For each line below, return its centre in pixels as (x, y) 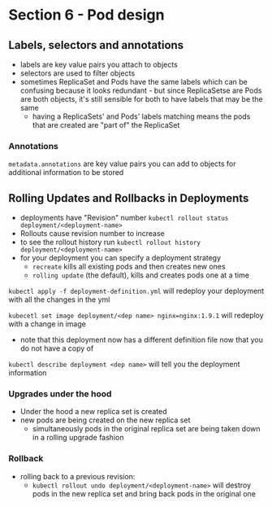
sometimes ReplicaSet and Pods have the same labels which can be (134, 82)
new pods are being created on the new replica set (105, 420)
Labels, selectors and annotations (96, 45)
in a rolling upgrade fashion (78, 438)
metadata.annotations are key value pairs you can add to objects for (123, 164)
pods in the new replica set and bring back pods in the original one (144, 493)
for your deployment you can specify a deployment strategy (121, 258)
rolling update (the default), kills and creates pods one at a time (141, 275)
